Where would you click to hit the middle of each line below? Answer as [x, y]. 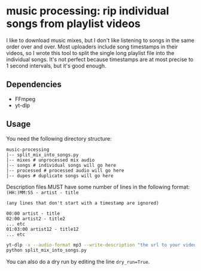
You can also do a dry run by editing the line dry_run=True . [78, 262]
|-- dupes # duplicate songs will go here [60, 176]
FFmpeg [25, 99]
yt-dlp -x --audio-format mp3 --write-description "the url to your [93, 245]
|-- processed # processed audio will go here [65, 170]
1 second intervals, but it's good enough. [56, 66]
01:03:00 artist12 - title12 [42, 229]
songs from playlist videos [73, 24]
